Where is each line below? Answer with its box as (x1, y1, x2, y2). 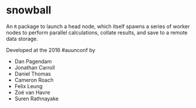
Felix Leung (14, 82, 43, 89)
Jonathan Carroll (14, 64, 56, 71)
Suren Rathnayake (14, 95, 59, 102)
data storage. (6, 35, 39, 42)
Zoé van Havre (14, 89, 51, 96)
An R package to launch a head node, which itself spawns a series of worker (6, 23, 190, 30)
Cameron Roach (14, 76, 54, 83)
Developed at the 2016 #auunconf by (6, 46, 95, 53)
